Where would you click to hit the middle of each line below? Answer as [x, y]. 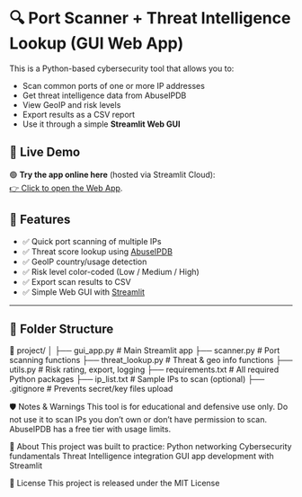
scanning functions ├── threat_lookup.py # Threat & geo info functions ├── [151, 360]
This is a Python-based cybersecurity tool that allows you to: [122, 68]
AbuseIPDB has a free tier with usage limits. [90, 430]
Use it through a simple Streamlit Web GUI [101, 124]
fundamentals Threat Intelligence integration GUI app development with [142, 457]
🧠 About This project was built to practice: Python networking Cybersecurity [151, 447]
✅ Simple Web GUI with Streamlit [84, 292]
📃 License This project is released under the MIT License [115, 484]
